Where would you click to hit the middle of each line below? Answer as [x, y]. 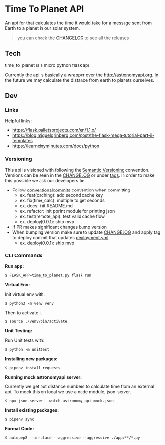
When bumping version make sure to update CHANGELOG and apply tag [86, 232]
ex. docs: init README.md [46, 206]
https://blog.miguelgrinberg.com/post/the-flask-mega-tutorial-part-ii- [83, 135]
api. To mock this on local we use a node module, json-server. [68, 392]
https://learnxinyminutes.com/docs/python [56, 146]
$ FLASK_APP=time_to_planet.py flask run [48, 276]
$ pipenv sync [20, 419]
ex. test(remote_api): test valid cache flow [62, 216]
